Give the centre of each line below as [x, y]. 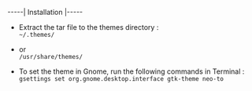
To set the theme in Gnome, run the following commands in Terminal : [132, 71]
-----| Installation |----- [45, 12]
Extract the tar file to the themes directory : [89, 27]
